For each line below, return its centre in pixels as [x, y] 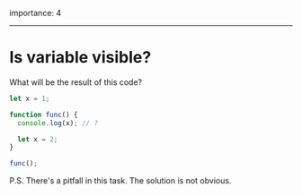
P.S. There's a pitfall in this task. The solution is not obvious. [120, 181]
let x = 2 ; [38, 139]
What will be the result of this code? [76, 82]
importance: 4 [36, 13]
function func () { [44, 114]
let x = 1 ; [30, 98]
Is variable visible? [80, 58]
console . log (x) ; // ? [58, 123]
